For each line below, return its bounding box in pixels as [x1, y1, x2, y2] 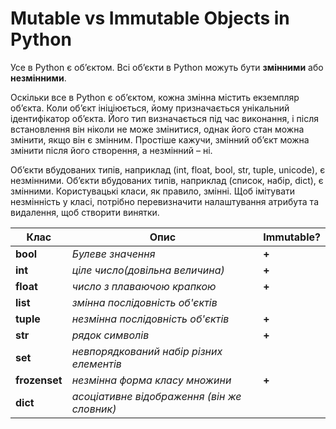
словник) [71, 402, 117, 416]
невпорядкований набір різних [71, 344, 223, 358]
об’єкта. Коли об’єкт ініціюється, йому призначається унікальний [10, 102, 290, 114]
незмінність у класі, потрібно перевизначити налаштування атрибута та [10, 195, 319, 207]
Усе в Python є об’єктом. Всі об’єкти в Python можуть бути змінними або [10, 61, 324, 73]
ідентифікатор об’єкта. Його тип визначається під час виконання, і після [10, 112, 319, 124]
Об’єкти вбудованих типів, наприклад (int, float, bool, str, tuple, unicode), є [10, 163, 326, 176]
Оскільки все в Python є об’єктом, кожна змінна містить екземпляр [10, 91, 300, 103]
